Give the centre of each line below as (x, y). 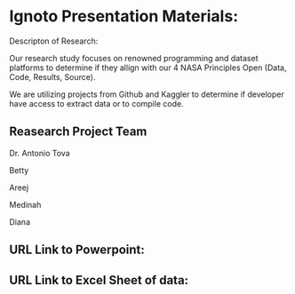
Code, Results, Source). (52, 76)
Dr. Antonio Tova (40, 153)
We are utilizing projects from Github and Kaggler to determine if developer (147, 94)
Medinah (25, 204)
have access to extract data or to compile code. (96, 103)
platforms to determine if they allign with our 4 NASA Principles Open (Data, (148, 68)
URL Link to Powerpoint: (77, 250)
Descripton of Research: (54, 41)
